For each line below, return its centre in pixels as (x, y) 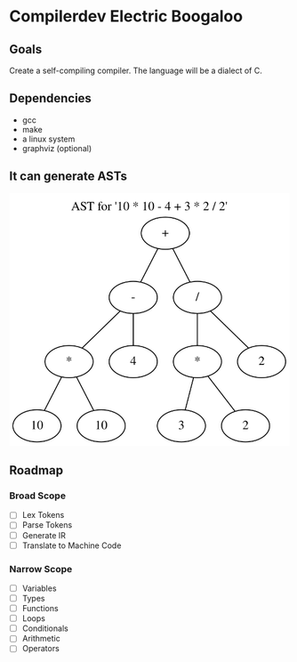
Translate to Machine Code (72, 545)
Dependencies (50, 98)
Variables (39, 588)
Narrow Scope (41, 569)
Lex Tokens (43, 515)
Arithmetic (41, 639)
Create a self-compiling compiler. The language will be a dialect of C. (136, 70)
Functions (40, 609)
